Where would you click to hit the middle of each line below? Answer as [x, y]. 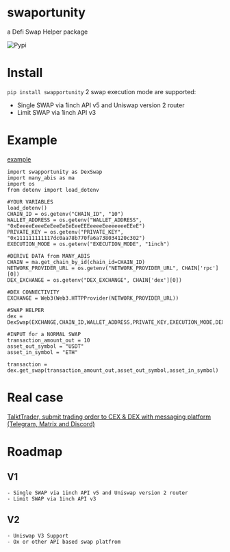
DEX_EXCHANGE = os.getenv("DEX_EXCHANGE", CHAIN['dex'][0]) [95, 280]
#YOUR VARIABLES [30, 202]
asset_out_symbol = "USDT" [46, 346]
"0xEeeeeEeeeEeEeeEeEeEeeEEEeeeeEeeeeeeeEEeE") [76, 226]
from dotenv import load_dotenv [53, 190]
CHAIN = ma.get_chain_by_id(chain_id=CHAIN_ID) [76, 262]
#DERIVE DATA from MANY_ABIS [49, 256]
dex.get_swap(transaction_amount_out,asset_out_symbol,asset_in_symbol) [113, 370]
